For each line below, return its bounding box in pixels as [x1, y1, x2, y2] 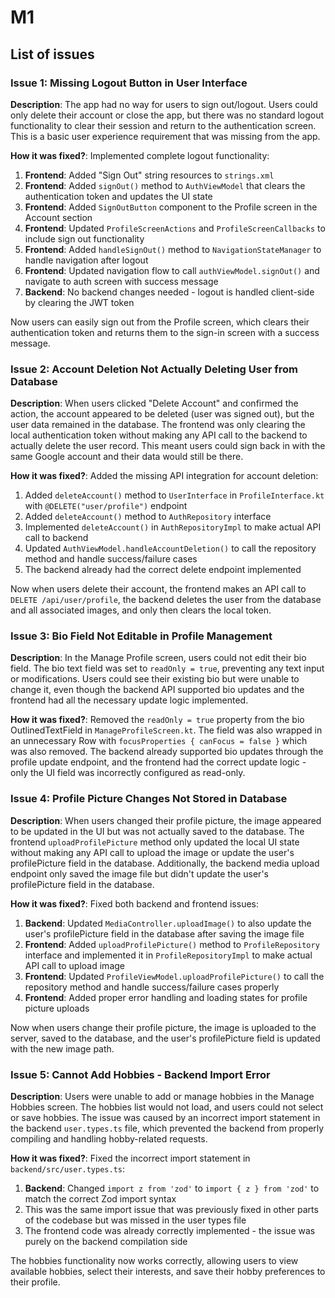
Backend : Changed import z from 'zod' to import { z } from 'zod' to [24, 1182, 320, 1195]
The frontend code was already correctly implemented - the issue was [24, 1225, 316, 1237]
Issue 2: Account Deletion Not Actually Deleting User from [10, 362, 298, 376]
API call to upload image [24, 959, 125, 971]
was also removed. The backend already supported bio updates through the [10, 746, 324, 758]
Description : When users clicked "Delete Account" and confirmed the [10, 397, 299, 410]
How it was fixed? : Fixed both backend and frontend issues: [10, 897, 259, 910]
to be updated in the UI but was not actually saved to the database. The [10, 825, 305, 837]
